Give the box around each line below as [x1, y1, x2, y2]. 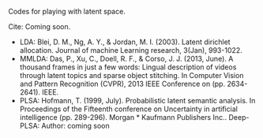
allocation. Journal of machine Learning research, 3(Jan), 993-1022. [19, 46, 242, 54]
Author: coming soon [41, 121, 110, 130]
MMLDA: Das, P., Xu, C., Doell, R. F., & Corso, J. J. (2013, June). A [19, 54, 234, 63]
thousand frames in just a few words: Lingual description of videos [19, 62, 237, 72]
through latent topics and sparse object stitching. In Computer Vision [19, 71, 244, 80]
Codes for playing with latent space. [8, 7, 126, 16]
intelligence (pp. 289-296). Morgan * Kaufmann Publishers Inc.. [19, 113, 227, 121]
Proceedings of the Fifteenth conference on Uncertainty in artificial [19, 104, 239, 114]
